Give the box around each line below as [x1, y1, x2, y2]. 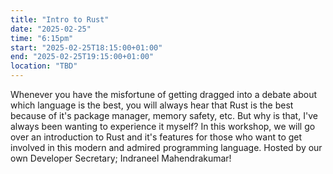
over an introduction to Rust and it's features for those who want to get [10, 131, 303, 143]
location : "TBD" [10, 61, 78, 71]
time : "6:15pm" [10, 33, 74, 43]
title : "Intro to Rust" [10, 14, 110, 25]
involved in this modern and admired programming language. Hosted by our [10, 142, 323, 153]
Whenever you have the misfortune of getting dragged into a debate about [10, 89, 318, 100]
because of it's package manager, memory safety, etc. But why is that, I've [10, 110, 318, 121]
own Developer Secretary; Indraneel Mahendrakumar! [10, 152, 232, 164]
